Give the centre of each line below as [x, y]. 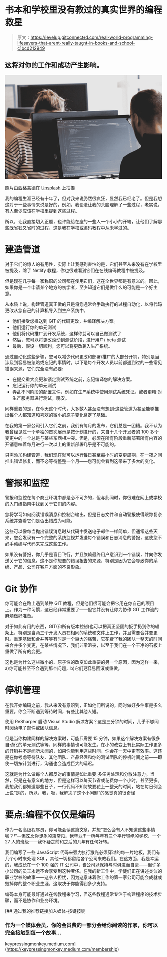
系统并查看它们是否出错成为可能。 [40, 521]
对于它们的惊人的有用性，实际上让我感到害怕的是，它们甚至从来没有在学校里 [83, 264]
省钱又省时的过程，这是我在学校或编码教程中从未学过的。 [73, 228]
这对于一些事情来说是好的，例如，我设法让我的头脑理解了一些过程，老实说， [83, 205]
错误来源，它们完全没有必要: [34, 369]
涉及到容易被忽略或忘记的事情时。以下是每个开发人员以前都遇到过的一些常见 [83, 363]
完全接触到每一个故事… [33, 933]
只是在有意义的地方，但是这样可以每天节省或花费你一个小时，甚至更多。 [88, 780]
